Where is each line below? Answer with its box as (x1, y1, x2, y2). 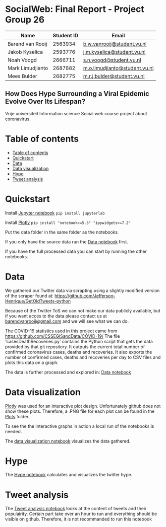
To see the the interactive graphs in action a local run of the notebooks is (5, 423, 155, 429)
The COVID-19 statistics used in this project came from (5, 328, 117, 334)
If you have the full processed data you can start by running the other (5, 248, 147, 254)
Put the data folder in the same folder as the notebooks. (5, 229, 119, 235)
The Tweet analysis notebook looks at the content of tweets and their (5, 506, 147, 512)
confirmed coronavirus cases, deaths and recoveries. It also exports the (5, 349, 152, 355)
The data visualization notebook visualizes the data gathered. (5, 438, 130, 444)
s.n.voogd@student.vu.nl (83, 56, 141, 63)
